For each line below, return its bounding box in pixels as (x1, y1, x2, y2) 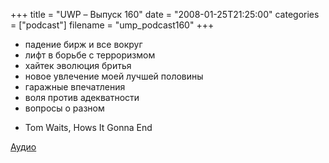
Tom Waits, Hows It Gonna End (24, 122, 153, 133)
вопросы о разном (24, 102, 105, 114)
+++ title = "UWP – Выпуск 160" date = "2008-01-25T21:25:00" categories (10, 9, 320, 20)
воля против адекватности (24, 92, 140, 103)
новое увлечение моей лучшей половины (24, 70, 204, 82)
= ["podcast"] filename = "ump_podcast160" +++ (10, 19, 215, 31)
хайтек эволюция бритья (24, 60, 132, 71)
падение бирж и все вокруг (24, 39, 143, 50)
